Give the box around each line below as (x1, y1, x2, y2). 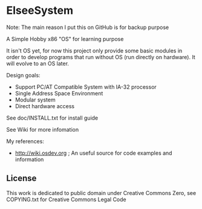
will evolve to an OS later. (6, 60, 70, 67)
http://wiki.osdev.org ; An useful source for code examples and (15, 149, 172, 156)
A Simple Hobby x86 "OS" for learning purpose (6, 35, 124, 42)
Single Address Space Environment (15, 89, 103, 97)
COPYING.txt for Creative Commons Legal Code (6, 196, 126, 203)
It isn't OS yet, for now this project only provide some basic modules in (6, 47, 183, 54)
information (15, 155, 44, 163)
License (6, 173, 37, 184)
